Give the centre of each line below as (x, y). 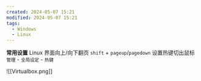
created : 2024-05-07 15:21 (41, 12)
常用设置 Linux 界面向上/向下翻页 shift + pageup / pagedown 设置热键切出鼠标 (100, 53)
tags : (13, 23)
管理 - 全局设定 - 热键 (30, 60)
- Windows (24, 29)
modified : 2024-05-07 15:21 (42, 18)
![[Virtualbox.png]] (30, 71)
